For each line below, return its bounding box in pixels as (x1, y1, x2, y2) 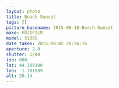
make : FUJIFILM (6, 30, 43, 36)
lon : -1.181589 (6, 68, 43, 74)
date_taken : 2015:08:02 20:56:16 (6, 41, 87, 47)
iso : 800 (6, 57, 27, 63)
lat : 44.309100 (6, 62, 43, 68)
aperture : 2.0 (6, 46, 41, 52)
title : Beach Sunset (6, 14, 57, 20)
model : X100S (6, 35, 38, 41)
